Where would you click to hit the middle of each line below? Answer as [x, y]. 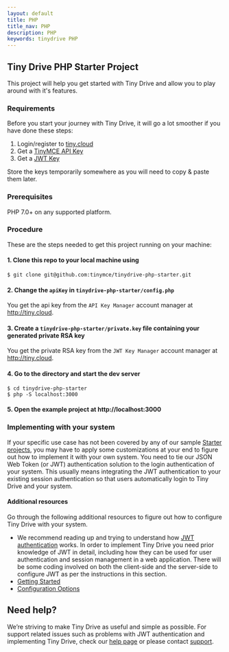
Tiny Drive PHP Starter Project [73, 67]
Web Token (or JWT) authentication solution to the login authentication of [111, 464]
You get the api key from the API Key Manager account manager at [100, 305]
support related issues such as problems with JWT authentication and [106, 634]
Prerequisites [30, 197]
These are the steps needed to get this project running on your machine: [109, 244]
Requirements [31, 108]
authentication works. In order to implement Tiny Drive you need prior [116, 545]
